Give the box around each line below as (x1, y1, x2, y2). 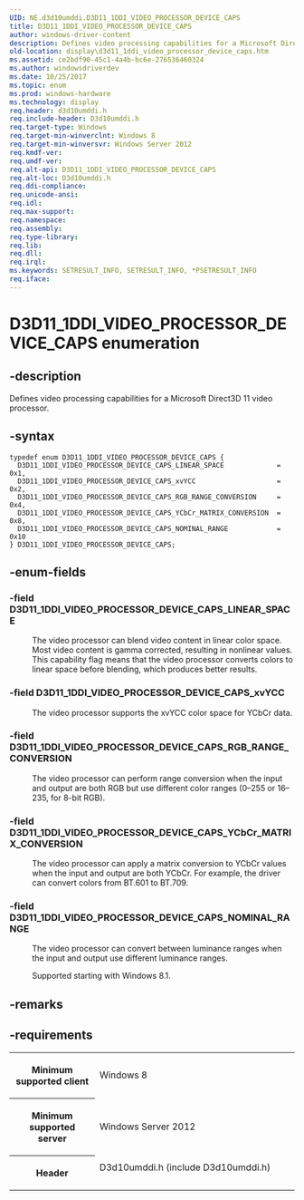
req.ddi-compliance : (9, 182, 88, 191)
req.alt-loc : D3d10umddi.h (9, 173, 111, 182)
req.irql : (9, 257, 47, 267)
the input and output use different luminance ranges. (32, 953, 228, 963)
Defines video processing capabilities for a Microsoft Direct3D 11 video (9, 392, 273, 403)
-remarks (9, 996, 63, 1011)
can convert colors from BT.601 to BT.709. (32, 877, 189, 888)
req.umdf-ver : (9, 156, 63, 166)
